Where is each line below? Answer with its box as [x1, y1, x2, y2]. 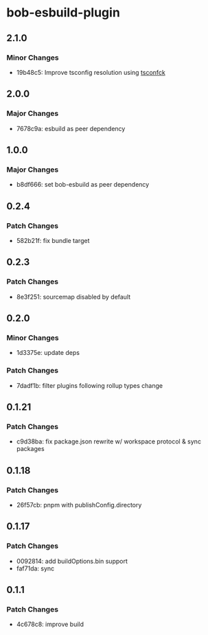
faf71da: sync [16, 564, 55, 573]
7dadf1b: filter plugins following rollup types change [16, 381, 163, 389]
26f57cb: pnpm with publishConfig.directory [16, 500, 142, 509]
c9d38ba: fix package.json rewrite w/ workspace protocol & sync [16, 437, 202, 446]
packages [16, 445, 45, 453]
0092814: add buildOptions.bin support [16, 557, 128, 565]
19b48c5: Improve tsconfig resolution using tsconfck [16, 68, 165, 76]
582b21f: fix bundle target [16, 236, 90, 244]
